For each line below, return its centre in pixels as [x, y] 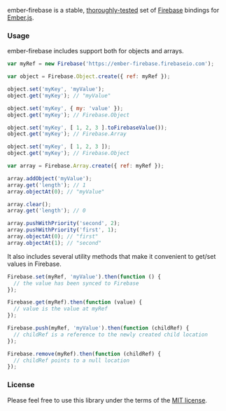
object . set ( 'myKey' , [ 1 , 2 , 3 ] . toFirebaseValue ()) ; [87, 128]
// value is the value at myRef [61, 309]
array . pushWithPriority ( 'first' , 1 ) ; [62, 230]
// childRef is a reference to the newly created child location [111, 335]
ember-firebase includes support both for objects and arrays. [96, 51]
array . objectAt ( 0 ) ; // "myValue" [56, 191]
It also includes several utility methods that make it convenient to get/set [112, 256]
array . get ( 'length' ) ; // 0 [47, 211]
